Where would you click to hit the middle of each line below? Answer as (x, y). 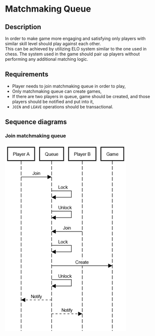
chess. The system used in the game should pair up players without (72, 54)
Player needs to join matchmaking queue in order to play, (69, 86)
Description (23, 27)
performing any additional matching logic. (47, 59)
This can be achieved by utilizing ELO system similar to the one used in (76, 49)
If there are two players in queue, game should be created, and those (81, 96)
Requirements (27, 75)
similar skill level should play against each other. (53, 44)
